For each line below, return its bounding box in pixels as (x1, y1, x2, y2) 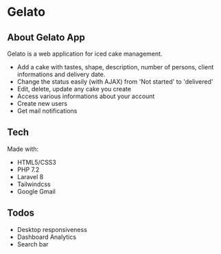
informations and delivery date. (16, 70, 106, 78)
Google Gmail (16, 187, 56, 196)
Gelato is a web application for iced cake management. (7, 49, 163, 58)
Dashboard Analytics (16, 233, 77, 241)
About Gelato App (7, 32, 86, 43)
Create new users (16, 100, 67, 107)
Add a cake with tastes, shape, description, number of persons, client (16, 63, 214, 71)
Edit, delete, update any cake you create (16, 85, 132, 93)
